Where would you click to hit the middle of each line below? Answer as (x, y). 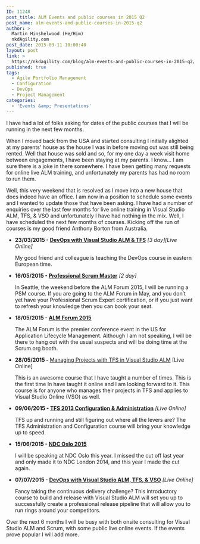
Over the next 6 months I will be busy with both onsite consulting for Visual (98, 521)
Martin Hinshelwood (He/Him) (48, 34)
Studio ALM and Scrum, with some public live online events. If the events (96, 528)
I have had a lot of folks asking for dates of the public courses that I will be (97, 123)
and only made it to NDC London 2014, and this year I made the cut (97, 462)
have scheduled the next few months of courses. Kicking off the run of (93, 222)
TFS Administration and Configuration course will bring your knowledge (102, 426)
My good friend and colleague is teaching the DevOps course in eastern (103, 257)
